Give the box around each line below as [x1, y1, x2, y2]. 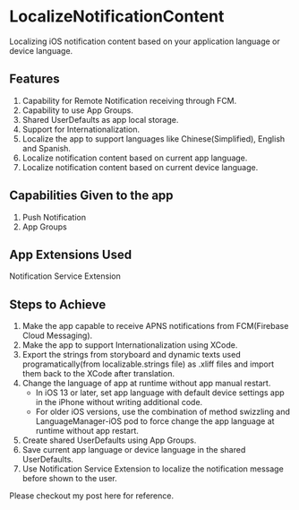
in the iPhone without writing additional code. [35, 397, 203, 408]
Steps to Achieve [9, 297, 107, 312]
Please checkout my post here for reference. [9, 490, 175, 501]
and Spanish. [21, 143, 72, 153]
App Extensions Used [9, 246, 132, 262]
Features [9, 72, 60, 87]
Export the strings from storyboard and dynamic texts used [21, 350, 241, 360]
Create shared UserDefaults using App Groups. [21, 435, 197, 445]
